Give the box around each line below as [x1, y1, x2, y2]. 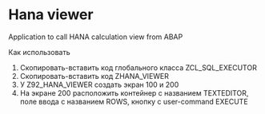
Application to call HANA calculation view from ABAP [8, 32, 183, 41]
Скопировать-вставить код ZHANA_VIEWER [19, 71, 170, 81]
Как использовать [8, 47, 70, 57]
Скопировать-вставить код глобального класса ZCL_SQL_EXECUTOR [19, 62, 258, 73]
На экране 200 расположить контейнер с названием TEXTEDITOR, [19, 88, 249, 97]
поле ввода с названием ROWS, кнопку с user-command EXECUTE [19, 96, 248, 106]
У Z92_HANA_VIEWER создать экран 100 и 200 [19, 80, 179, 89]
